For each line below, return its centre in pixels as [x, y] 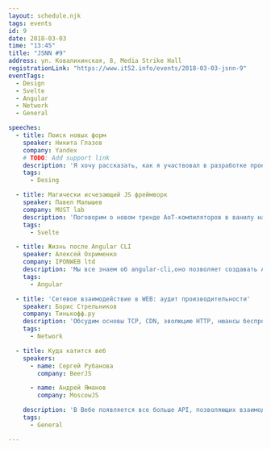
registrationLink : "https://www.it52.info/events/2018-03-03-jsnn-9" [128, 69]
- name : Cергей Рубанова [71, 366]
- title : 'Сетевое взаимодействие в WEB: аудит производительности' [133, 299]
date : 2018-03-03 [38, 38]
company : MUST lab [54, 210]
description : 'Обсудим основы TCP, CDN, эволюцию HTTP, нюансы [131, 322]
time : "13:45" [32, 46]
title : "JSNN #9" [38, 53]
